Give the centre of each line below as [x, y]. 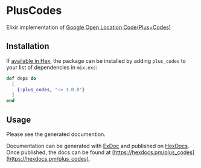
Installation [28, 46]
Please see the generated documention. [56, 134]
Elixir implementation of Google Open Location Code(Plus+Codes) [88, 27]
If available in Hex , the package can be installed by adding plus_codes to [96, 60]
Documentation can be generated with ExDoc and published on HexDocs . [98, 146]
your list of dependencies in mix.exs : [52, 67]
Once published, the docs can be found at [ [60, 152]
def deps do [21, 78]
